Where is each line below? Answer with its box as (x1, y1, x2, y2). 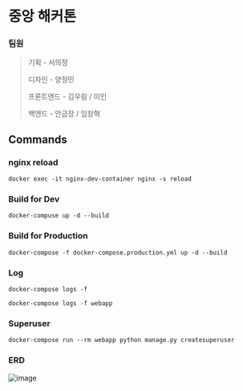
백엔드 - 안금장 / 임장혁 (27, 109, 100, 119)
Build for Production (8, 230, 88, 242)
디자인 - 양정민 (27, 75, 75, 84)
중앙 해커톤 (8, 7, 77, 26)
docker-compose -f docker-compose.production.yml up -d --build (8, 248, 228, 257)
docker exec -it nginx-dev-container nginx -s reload (8, 175, 192, 183)
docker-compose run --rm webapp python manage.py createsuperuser (8, 336, 235, 344)
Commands (8, 132, 68, 146)
